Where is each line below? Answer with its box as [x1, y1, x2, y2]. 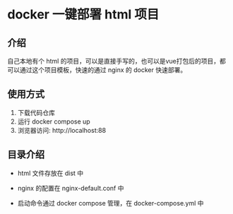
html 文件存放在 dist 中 [17, 169, 84, 177]
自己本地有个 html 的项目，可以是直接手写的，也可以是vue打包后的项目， [7, 57, 220, 65]
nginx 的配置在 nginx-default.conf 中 [17, 184, 124, 192]
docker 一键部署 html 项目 [7, 6, 160, 23]
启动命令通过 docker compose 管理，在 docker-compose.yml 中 [17, 198, 204, 207]
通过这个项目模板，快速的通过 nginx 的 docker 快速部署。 [19, 66, 187, 74]
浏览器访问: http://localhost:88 [17, 126, 107, 134]
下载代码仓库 [17, 108, 55, 117]
